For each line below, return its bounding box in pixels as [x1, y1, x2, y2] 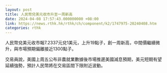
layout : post [5, 7, 32, 12]
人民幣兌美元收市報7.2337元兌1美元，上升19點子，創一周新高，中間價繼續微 [5, 40, 161, 46]
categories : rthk [5, 26, 41, 31]
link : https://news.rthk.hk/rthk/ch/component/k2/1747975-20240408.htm [5, 21, 157, 26]
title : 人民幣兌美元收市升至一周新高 [5, 12, 73, 17]
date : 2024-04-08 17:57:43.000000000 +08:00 [5, 16, 99, 21]
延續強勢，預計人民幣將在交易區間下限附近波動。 [5, 63, 105, 69]
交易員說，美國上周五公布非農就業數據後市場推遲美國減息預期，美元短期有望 [5, 56, 162, 62]
